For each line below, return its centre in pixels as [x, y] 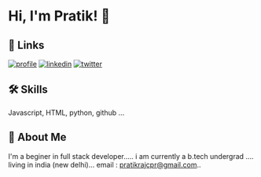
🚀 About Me [37, 137]
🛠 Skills [28, 90]
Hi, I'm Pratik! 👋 [59, 16]
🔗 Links [26, 45]
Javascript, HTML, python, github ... [66, 112]
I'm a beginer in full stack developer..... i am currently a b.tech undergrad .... [131, 156]
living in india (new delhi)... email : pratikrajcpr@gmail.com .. [105, 164]
